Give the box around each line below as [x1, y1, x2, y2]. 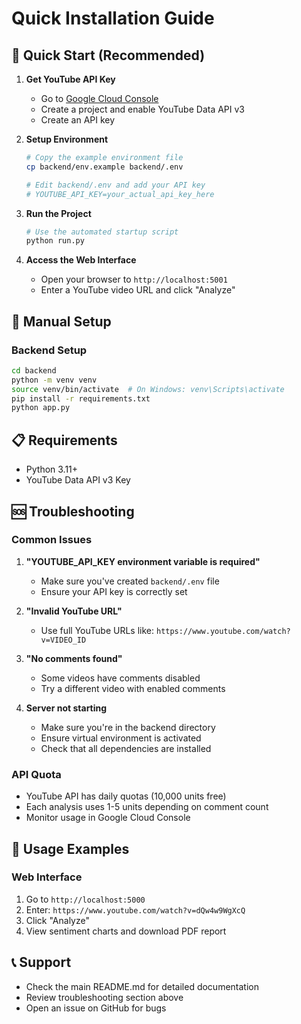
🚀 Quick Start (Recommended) [11, 47, 206, 64]
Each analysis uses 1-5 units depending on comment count [25, 801, 269, 813]
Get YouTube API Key [25, 73, 116, 85]
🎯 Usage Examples [11, 840, 130, 857]
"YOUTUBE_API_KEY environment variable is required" [25, 555, 261, 567]
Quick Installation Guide [11, 7, 215, 30]
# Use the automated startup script [25, 227, 179, 237]
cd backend [11, 365, 57, 376]
